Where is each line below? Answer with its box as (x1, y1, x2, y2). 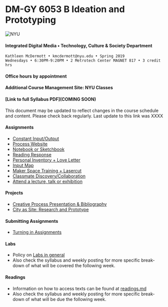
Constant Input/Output (12, 135, 59, 142)
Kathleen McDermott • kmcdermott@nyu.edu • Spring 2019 (5, 54, 125, 59)
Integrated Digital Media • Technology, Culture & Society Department (5, 42, 152, 48)
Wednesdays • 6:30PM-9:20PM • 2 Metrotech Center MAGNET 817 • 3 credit (5, 58, 161, 64)
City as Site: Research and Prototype (12, 206, 89, 212)
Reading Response (12, 151, 52, 157)
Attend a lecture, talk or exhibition (12, 178, 83, 185)
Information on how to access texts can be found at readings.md (12, 285, 147, 291)
